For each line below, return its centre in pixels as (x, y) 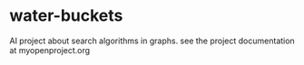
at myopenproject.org (50, 50)
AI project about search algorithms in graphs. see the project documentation (152, 41)
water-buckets (66, 16)
